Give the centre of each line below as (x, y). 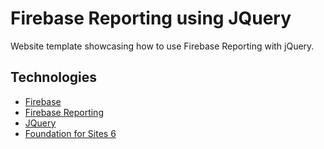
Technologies (54, 77)
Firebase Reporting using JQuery (151, 18)
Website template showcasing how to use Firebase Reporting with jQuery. (162, 46)
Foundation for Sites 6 (70, 133)
